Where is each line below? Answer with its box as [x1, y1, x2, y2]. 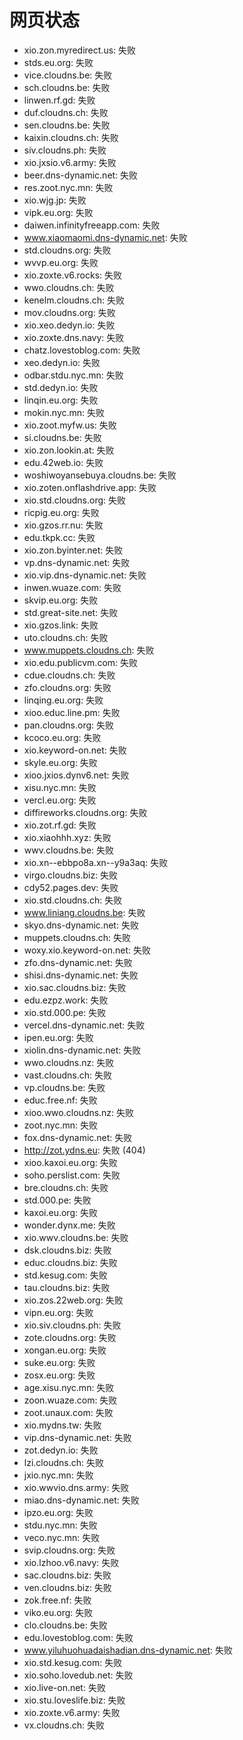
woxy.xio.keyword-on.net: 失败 [23, 944, 151, 956]
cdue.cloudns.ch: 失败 [23, 669, 116, 681]
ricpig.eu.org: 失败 [23, 506, 100, 518]
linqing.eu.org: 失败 [23, 694, 104, 706]
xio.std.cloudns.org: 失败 [23, 494, 127, 506]
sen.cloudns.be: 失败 [23, 119, 111, 131]
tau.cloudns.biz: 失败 [23, 1281, 111, 1293]
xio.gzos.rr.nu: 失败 [23, 519, 104, 531]
